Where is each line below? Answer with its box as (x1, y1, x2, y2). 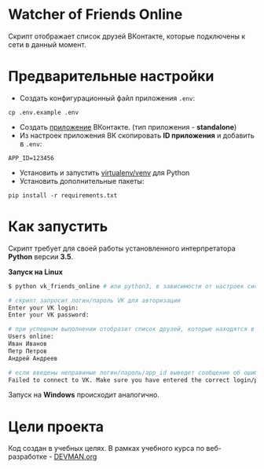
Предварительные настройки (8, 68, 214, 86)
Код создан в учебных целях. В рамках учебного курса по (8, 444, 205, 453)
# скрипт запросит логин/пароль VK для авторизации (8, 296, 181, 304)
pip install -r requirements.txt (8, 191, 118, 200)
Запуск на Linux (8, 267, 63, 277)
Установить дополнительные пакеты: (19, 176, 145, 185)
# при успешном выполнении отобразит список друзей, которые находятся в (8, 325, 255, 333)
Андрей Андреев (8, 354, 58, 362)
